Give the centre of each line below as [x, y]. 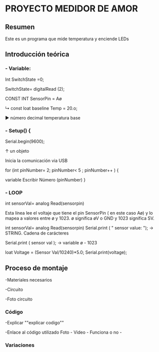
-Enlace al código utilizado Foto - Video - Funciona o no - [63, 332]
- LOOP [14, 192]
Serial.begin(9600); [25, 141]
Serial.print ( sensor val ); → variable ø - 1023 [51, 243]
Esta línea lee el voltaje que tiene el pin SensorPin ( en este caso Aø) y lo [79, 213]
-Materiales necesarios [29, 280]
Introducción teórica [37, 54]
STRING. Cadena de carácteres [37, 233]
